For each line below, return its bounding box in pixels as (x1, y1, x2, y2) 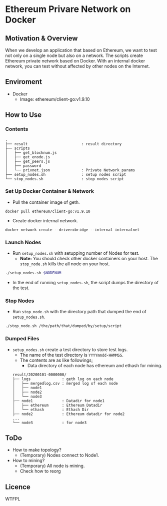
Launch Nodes (5, 239, 41, 246)
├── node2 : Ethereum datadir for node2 (12, 411, 125, 417)
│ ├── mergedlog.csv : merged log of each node (12, 381, 118, 386)
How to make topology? (12, 447, 61, 453)
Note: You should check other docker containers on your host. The (19, 256, 158, 262)
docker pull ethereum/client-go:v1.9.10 (5, 209, 91, 214)
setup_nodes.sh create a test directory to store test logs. (12, 346, 128, 353)
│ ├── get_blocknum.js (5, 150, 57, 155)
